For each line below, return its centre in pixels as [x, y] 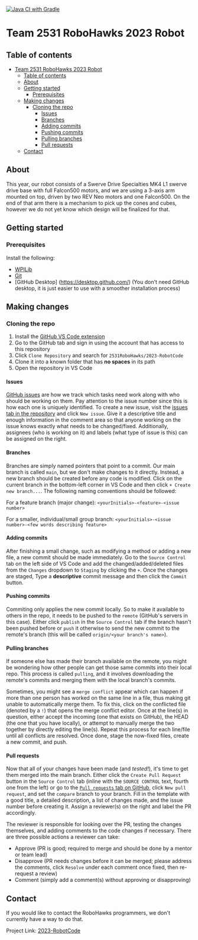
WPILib [23, 269]
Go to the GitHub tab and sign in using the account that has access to [99, 343]
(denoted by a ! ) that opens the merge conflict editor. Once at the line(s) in [97, 710]
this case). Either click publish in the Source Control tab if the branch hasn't [99, 622]
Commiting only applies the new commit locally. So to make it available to [95, 609]
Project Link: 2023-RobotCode [43, 931]
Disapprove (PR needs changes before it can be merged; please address [103, 861]
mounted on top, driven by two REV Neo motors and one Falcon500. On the [98, 196]
